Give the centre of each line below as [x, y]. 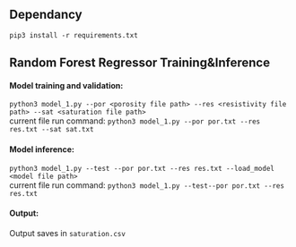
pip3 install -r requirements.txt [74, 35]
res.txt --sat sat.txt [52, 130]
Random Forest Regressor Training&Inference [140, 63]
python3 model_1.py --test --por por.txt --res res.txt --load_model [142, 168]
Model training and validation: [66, 85]
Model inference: [42, 149]
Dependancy [46, 15]
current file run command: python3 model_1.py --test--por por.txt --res [147, 185]
